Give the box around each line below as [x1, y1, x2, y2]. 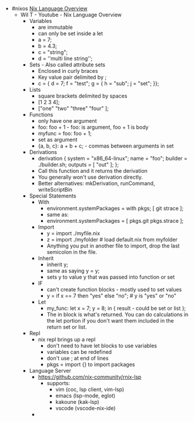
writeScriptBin [38, 186, 72, 193]
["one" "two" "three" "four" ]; [38, 105, 109, 112]
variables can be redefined [46, 349, 112, 355]
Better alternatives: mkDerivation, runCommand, [38, 180, 155, 187]
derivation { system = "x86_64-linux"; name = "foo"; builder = [38, 155, 188, 162]
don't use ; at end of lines [46, 355, 109, 361]
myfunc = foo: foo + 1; [38, 130, 92, 137]
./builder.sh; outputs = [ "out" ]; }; [38, 161, 119, 168]
